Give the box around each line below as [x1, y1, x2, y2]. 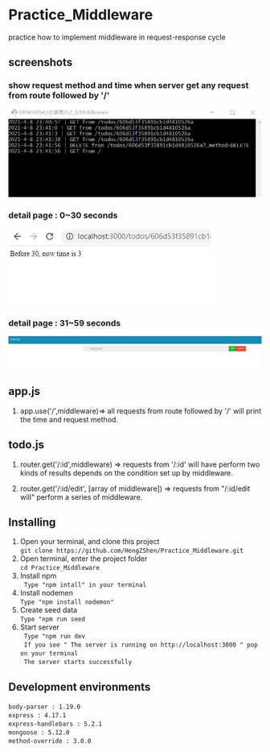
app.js [8, 384, 41, 398]
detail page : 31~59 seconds [8, 317, 121, 328]
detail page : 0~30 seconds [8, 210, 118, 221]
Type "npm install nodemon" [19, 598, 114, 606]
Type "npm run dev [23, 633, 86, 641]
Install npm [19, 571, 57, 581]
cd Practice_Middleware [19, 564, 100, 572]
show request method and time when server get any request [8, 80, 249, 91]
